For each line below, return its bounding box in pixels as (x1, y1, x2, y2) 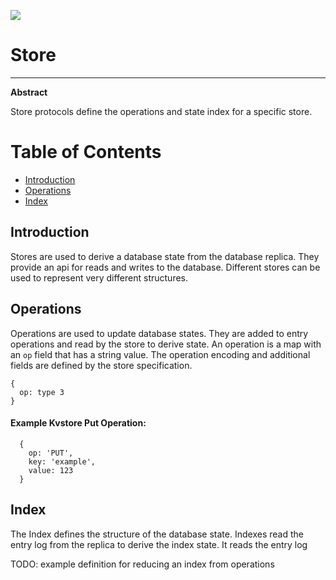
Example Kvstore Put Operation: (10, 417, 147, 429)
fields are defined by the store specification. (10, 359, 193, 371)
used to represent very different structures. (10, 271, 188, 284)
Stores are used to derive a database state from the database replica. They (10, 250, 320, 262)
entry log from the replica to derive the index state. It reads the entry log (10, 538, 308, 550)
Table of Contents (10, 141, 162, 164)
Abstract (10, 86, 48, 98)
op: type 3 (19, 387, 65, 397)
